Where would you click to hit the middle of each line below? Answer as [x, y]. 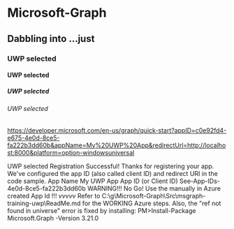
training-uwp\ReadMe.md [44, 203]
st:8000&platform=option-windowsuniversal [71, 152]
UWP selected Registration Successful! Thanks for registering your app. [111, 166]
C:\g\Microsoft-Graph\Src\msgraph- [154, 195]
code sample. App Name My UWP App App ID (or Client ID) [93, 181]
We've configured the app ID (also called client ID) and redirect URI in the [112, 173]
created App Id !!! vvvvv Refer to [54, 195]
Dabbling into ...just [51, 39]
